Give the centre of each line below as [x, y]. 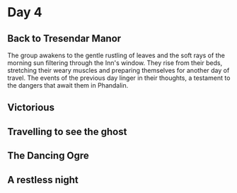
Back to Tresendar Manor [64, 39]
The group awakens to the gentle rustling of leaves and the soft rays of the [116, 55]
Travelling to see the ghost [67, 131]
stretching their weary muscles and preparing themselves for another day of [118, 70]
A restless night [43, 180]
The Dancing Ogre [48, 156]
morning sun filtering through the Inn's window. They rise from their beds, [115, 63]
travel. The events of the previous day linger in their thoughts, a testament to [119, 78]
